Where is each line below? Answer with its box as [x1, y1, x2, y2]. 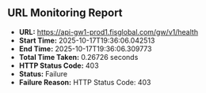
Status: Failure [18, 69, 68, 78]
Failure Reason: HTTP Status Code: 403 [18, 77, 151, 87]
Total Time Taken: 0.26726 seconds [18, 52, 139, 61]
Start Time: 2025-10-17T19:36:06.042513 [18, 35, 155, 45]
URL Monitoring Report [7, 6, 124, 20]
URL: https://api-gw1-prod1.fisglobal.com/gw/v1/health [18, 27, 199, 36]
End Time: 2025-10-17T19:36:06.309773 [18, 43, 152, 54]
